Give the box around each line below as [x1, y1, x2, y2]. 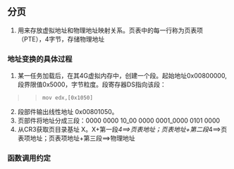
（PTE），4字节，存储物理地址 [17, 35, 105, 43]
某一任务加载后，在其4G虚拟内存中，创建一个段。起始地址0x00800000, [17, 72, 227, 80]
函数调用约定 [7, 154, 51, 163]
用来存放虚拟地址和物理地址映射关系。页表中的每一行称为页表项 [17, 26, 203, 35]
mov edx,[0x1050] [42, 94, 94, 101]
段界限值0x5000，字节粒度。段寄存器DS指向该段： [17, 80, 167, 89]
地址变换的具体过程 [7, 54, 73, 64]
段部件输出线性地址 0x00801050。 [17, 108, 118, 116]
